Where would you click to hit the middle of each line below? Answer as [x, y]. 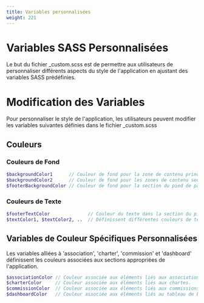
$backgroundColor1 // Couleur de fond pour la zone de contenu [95, 175]
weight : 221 [21, 18]
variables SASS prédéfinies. [41, 77]
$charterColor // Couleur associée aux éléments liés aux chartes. [99, 283]
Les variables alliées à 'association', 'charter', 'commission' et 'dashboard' [99, 253]
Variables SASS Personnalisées [87, 48]
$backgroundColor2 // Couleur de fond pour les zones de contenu [97, 180]
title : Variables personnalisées [49, 12]
